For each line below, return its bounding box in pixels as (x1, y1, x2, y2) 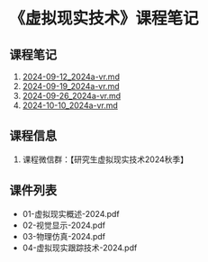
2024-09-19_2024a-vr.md (22, 81, 120, 91)
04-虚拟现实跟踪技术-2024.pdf (22, 242, 138, 253)
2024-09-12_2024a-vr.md (22, 71, 120, 82)
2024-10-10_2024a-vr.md (22, 100, 119, 111)
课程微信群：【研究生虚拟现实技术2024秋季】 (22, 154, 189, 165)
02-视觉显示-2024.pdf (22, 220, 106, 230)
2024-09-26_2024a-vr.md (22, 91, 122, 101)
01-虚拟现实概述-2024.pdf (22, 208, 120, 219)
